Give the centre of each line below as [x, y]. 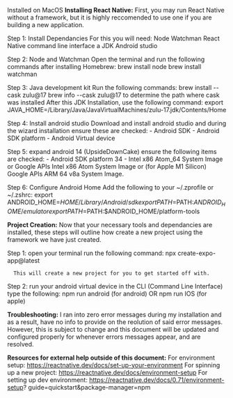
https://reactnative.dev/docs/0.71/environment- [157, 380]
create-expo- [196, 253]
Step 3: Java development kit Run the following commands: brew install [110, 87]
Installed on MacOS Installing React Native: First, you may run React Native [116, 10]
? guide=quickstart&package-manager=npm [87, 387]
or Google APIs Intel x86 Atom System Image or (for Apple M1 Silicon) [107, 166]
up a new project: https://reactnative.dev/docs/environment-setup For [107, 372]
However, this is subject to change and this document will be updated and [113, 329]
